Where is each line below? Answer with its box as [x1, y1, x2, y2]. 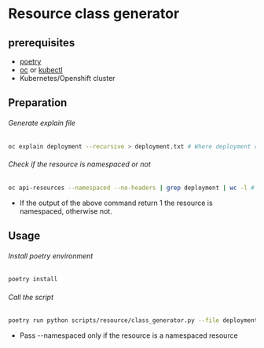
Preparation [8, 96, 68, 110]
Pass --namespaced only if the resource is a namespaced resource [19, 331, 238, 340]
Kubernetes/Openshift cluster [19, 74, 115, 82]
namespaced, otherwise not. [19, 206, 112, 216]
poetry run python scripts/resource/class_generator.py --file [8, 317, 220, 324]
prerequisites [8, 36, 75, 49]
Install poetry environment [8, 251, 93, 260]
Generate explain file [8, 118, 76, 127]
